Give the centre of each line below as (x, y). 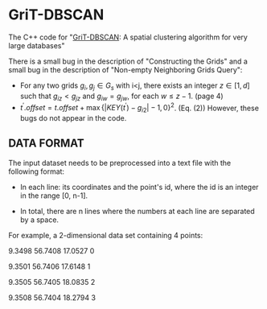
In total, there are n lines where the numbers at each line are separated (137, 211)
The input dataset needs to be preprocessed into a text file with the (120, 163)
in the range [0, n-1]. (54, 196)
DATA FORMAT (46, 144)
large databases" (37, 45)
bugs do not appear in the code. (73, 117)
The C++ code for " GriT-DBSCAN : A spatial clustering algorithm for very (128, 37)
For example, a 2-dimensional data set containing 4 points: (106, 235)
